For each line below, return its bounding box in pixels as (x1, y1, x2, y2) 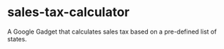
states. (7, 34, 27, 43)
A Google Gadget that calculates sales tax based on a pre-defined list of (7, 27, 217, 36)
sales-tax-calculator (7, 4, 130, 20)
